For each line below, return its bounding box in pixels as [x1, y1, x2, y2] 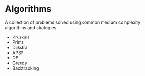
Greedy [12, 60, 28, 66]
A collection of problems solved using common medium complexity [5, 19, 141, 25]
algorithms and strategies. [5, 24, 58, 30]
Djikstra [12, 44, 28, 50]
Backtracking [12, 65, 39, 71]
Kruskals [12, 34, 30, 40]
